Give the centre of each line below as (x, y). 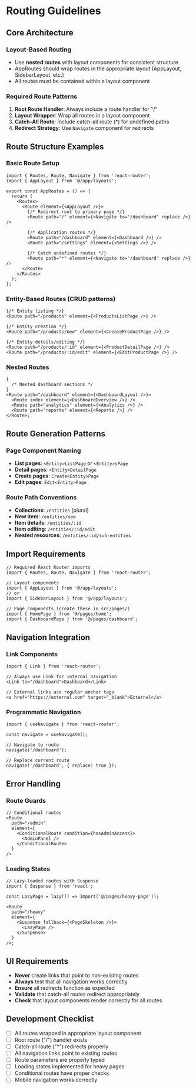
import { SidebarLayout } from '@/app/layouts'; (67, 599)
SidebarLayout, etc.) (39, 74)
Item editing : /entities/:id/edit (55, 529)
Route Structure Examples (55, 147)
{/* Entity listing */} (35, 311)
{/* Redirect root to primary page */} (76, 212)
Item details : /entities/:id (48, 523)
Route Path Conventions (41, 498)
